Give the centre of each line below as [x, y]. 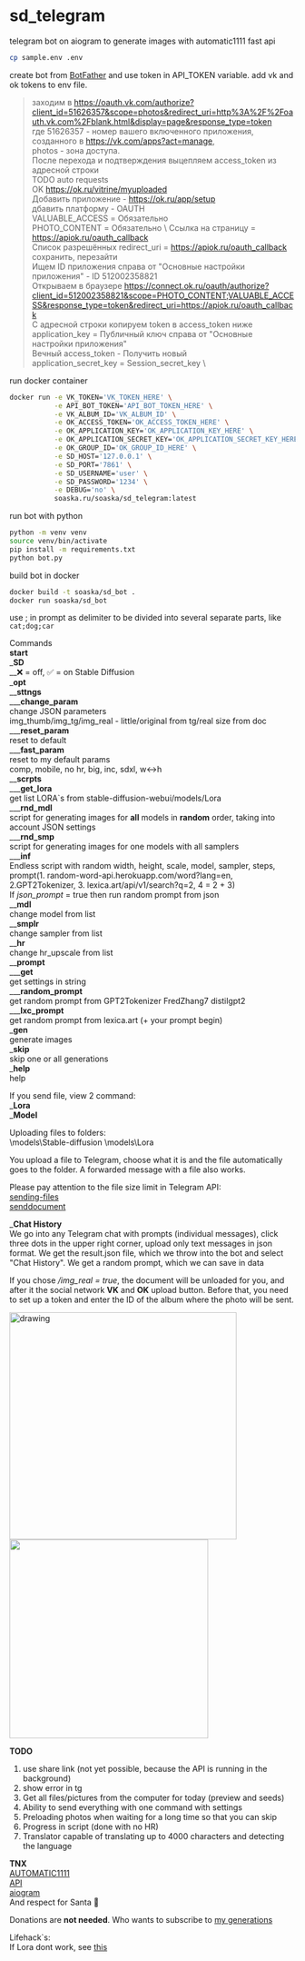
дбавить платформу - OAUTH [88, 208]
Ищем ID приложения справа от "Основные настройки [138, 266]
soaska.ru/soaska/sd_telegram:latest [125, 499]
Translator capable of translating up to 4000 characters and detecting [153, 1837]
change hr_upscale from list [61, 953]
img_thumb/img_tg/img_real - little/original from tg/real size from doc [138, 721]
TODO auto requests [70, 179]
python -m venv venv [49, 533]
